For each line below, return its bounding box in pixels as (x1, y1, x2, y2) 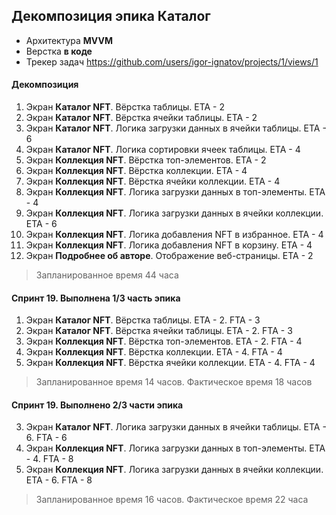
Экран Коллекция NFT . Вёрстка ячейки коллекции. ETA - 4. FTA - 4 (25, 357, 316, 369)
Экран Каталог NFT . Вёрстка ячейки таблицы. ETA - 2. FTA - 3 (25, 325, 293, 337)
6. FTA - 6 (25, 432, 68, 444)
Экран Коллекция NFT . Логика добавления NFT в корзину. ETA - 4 (25, 239, 313, 251)
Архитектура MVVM (25, 34, 113, 46)
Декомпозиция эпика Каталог (11, 8, 211, 25)
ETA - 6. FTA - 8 (25, 474, 93, 486)
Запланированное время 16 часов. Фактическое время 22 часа (35, 494, 309, 506)
